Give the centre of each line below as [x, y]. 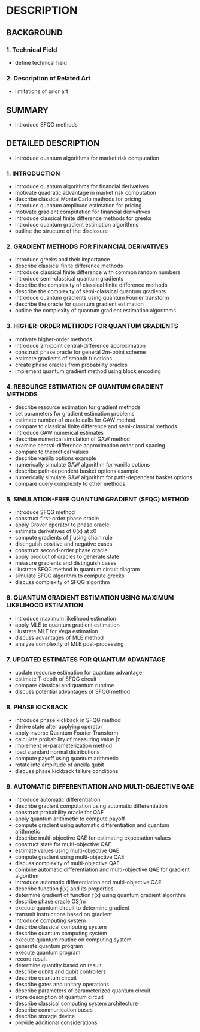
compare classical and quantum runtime [64, 685]
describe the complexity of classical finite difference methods [91, 285]
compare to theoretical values [51, 452]
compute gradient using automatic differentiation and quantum [92, 825]
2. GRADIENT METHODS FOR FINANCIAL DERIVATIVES [87, 246]
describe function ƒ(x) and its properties [64, 889]
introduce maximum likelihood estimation [66, 618]
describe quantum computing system [61, 934]
